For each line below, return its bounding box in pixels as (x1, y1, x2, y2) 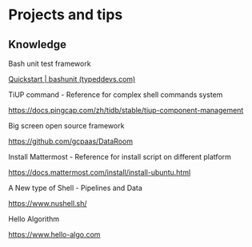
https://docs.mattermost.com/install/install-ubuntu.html (8, 168, 191, 177)
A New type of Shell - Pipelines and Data (8, 183, 142, 192)
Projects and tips (8, 6, 123, 24)
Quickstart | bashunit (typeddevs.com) (8, 75, 136, 83)
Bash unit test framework (8, 59, 91, 68)
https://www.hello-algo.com (8, 230, 101, 239)
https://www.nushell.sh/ (8, 199, 87, 208)
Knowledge (8, 38, 66, 51)
